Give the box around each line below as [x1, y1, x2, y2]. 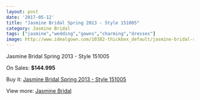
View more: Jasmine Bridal [6, 87, 72, 94]
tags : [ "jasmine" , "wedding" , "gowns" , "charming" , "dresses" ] [6, 31, 156, 37]
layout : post [6, 8, 39, 15]
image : [6, 36, 23, 42]
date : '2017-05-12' [6, 14, 55, 20]
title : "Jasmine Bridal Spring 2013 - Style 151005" [6, 20, 140, 26]
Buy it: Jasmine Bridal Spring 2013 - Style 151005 [6, 76, 127, 83]
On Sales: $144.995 [6, 64, 55, 71]
